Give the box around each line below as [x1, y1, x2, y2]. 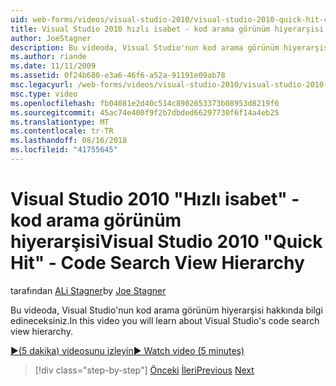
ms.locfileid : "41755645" [10, 145, 118, 155]
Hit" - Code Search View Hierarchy [10, 252, 305, 275]
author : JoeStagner [10, 33, 92, 43]
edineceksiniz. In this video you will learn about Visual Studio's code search [10, 314, 320, 326]
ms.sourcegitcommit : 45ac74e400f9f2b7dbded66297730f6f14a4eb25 [10, 107, 280, 118]
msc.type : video [10, 89, 78, 99]
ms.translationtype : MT [10, 117, 110, 127]
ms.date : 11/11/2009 [10, 61, 97, 71]
